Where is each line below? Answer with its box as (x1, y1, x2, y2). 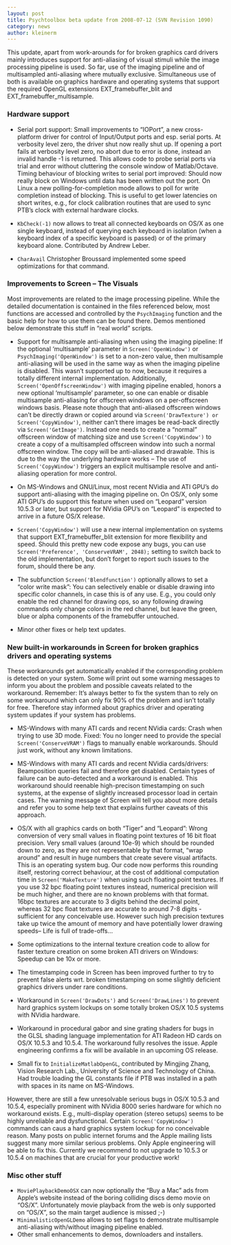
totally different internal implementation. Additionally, (16, 374, 167, 382)
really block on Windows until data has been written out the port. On (16, 177, 211, 185)
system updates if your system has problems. (7, 711, 136, 719)
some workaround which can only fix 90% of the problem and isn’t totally (7, 696, 215, 704)
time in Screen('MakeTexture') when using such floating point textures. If (16, 875, 224, 884)
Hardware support (7, 110, 70, 119)
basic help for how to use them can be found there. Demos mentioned (7, 317, 206, 325)
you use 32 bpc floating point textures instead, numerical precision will (16, 883, 218, 891)
